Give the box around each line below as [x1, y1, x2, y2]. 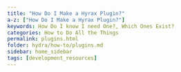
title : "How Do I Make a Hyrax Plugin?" [7, 10, 126, 17]
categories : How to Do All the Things [7, 29, 119, 36]
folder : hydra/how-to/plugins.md [7, 42, 104, 49]
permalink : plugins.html [7, 36, 79, 43]
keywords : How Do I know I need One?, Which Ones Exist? [7, 23, 175, 29]
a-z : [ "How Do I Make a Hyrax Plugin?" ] [7, 16, 126, 23]
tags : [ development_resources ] [7, 55, 97, 62]
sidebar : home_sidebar [7, 49, 73, 56]
